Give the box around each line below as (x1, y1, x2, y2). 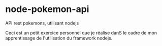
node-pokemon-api (5, 3, 89, 15)
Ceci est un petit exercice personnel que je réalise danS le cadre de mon (5, 29, 157, 35)
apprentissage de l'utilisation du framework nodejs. (5, 35, 113, 41)
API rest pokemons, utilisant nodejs (5, 20, 79, 26)
